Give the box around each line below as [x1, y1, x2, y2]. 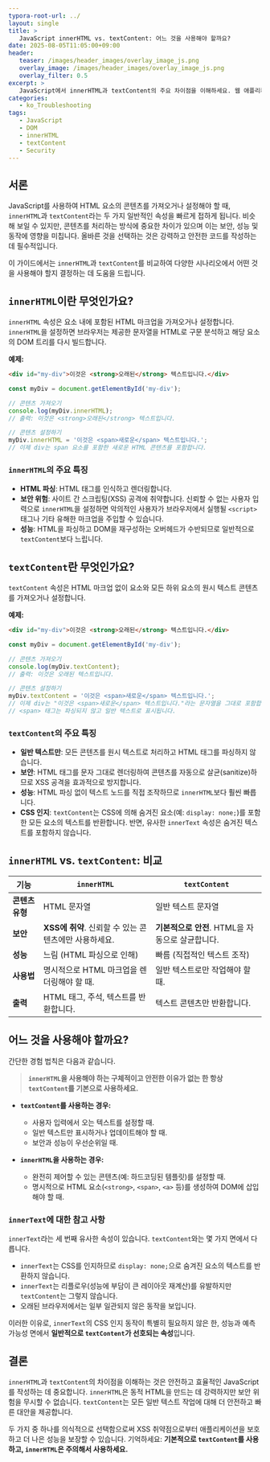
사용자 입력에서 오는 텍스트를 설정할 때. [31, 1117, 155, 1127]
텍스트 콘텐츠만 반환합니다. [155, 998, 252, 1009]
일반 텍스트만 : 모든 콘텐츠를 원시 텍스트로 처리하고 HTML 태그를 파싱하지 [19, 747, 248, 757]
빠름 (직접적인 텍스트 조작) [155, 950, 251, 961]
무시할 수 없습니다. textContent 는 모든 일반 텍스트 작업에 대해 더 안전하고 [22, 1397, 253, 1407]
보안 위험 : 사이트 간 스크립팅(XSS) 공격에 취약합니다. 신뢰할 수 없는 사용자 [19, 494, 251, 503]
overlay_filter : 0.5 [18, 72, 88, 80]
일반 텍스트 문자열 [155, 901, 219, 913]
